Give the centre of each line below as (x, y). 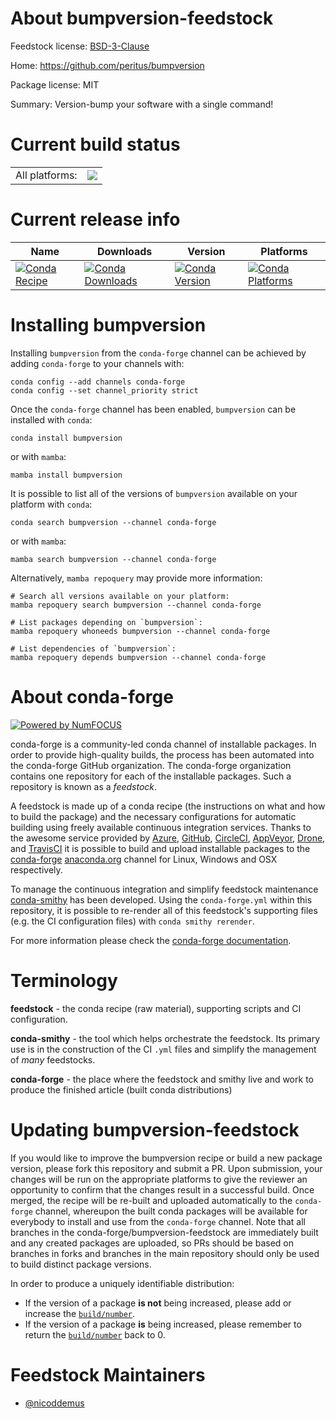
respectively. (36, 869)
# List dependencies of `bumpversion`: (93, 648)
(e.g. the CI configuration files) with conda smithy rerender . (132, 921)
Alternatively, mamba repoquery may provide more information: (136, 578)
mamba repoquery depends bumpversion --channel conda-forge (138, 657)
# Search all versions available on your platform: (120, 596)
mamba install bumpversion (66, 475)
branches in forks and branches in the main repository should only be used (165, 1253)
